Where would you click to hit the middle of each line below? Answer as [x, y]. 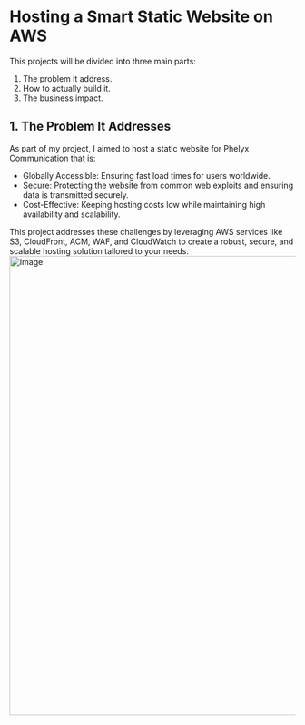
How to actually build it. [66, 88]
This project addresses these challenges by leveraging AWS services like [146, 231]
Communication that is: [53, 158]
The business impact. [63, 98]
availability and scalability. [71, 214]
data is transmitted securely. [75, 195]
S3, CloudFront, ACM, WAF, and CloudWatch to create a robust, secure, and [151, 241]
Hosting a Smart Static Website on [142, 17]
